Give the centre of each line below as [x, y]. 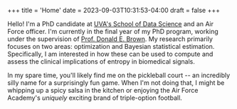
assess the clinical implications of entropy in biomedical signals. [101, 62]
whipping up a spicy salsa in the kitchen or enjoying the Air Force [103, 90]
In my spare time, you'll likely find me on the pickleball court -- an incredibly [119, 75]
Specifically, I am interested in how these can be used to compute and [110, 54]
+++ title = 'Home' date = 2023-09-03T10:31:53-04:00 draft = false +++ [114, 10]
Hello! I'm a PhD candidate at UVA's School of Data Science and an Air [111, 24]
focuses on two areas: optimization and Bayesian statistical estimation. [111, 46]
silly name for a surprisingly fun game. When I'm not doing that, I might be [116, 83]
